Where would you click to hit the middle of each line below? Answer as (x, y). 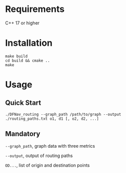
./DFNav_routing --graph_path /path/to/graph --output (63, 114)
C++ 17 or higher (22, 23)
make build (16, 56)
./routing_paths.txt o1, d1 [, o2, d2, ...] (52, 119)
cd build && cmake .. (28, 61)
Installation (29, 43)
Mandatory (23, 134)
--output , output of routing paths (39, 156)
